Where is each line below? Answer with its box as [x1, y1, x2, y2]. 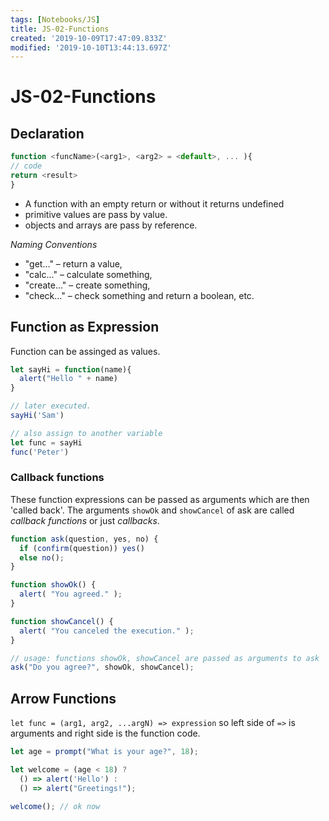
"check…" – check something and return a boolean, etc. [24, 289, 255, 301]
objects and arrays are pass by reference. [24, 219, 198, 231]
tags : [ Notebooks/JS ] [10, 14, 101, 25]
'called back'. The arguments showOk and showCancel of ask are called [10, 504, 295, 516]
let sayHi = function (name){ [10, 364, 132, 375]
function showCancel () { [10, 616, 114, 626]
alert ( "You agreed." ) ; [19, 589, 123, 600]
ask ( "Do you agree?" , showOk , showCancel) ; [10, 662, 195, 673]
